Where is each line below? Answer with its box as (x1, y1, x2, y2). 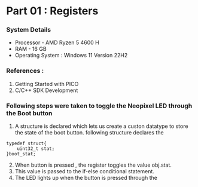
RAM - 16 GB (14, 45, 47, 53)
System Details (6, 26, 51, 34)
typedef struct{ (6, 140, 47, 147)
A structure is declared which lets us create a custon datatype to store (14, 122, 188, 130)
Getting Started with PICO (14, 80, 79, 87)
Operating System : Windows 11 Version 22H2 (14, 52, 128, 59)
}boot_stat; (6, 151, 36, 157)
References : (6, 67, 44, 75)
